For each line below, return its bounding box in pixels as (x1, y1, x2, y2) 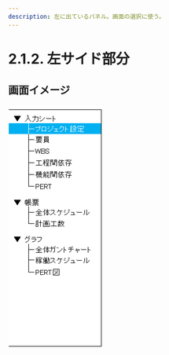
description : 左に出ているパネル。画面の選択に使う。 (8, 13, 165, 20)
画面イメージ (8, 83, 71, 97)
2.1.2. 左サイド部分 (8, 49, 130, 68)
